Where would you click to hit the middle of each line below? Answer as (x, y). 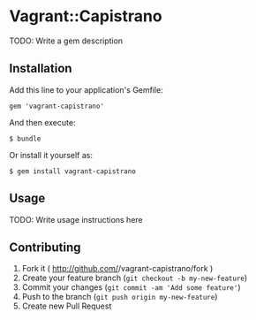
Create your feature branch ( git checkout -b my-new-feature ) (135, 278)
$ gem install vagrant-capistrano (73, 171)
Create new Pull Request (67, 306)
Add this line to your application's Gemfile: (86, 89)
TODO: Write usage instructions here (76, 219)
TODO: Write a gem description (66, 41)
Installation (41, 69)
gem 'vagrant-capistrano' (56, 106)
